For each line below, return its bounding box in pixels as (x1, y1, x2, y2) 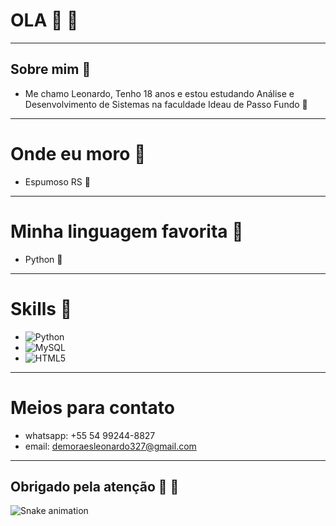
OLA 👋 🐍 (10, 9, 79, 32)
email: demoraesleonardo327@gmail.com (24, 440, 197, 452)
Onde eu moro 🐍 (10, 142, 147, 165)
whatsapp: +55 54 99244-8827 (24, 429, 156, 441)
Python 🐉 (24, 253, 63, 265)
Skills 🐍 (10, 297, 73, 320)
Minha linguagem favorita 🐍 (10, 220, 244, 243)
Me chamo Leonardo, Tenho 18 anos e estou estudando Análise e (24, 87, 295, 99)
